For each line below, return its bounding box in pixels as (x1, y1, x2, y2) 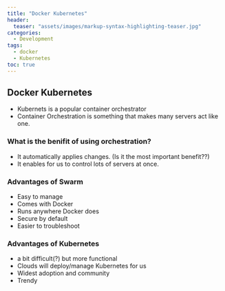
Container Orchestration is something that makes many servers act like (17, 112, 219, 120)
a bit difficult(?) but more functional (17, 255, 118, 263)
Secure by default (17, 215, 68, 223)
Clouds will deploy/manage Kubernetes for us (17, 262, 147, 270)
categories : (7, 29, 41, 36)
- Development (13, 36, 54, 43)
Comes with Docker (17, 200, 74, 208)
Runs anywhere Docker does (17, 207, 100, 215)
